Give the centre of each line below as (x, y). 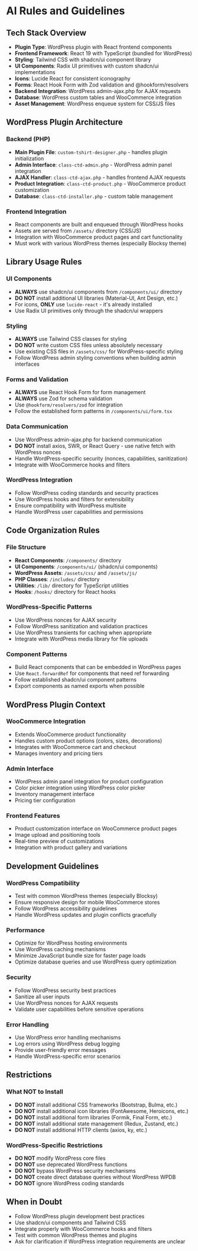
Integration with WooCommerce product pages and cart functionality (99, 237)
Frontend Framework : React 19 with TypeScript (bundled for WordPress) (103, 53)
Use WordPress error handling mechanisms (68, 1037)
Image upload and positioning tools (57, 835)
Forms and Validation (37, 379)
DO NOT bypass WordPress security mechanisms (75, 1170)
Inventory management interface (54, 794)
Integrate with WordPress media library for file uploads (81, 639)
